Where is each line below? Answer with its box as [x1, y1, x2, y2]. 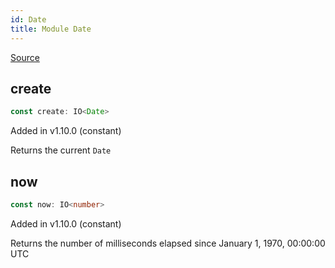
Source [10, 51, 40, 63]
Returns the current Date [10, 144, 112, 156]
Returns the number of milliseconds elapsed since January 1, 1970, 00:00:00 [10, 237, 326, 249]
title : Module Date [10, 24, 92, 34]
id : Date [10, 14, 47, 25]
